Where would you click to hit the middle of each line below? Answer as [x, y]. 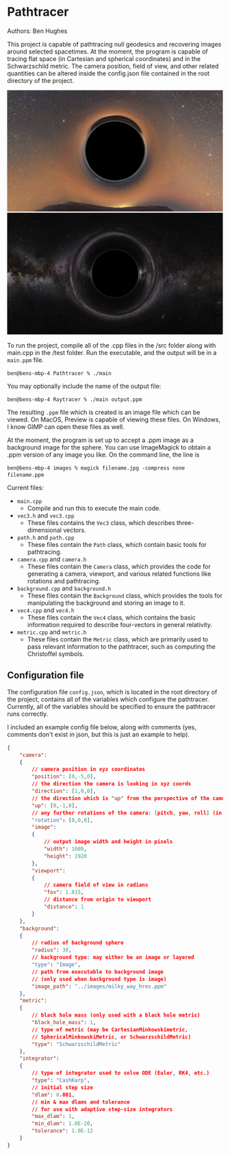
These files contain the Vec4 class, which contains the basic [112, 617]
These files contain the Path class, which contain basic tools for [117, 544]
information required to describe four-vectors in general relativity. [119, 624]
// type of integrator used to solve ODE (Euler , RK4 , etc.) [121, 1073]
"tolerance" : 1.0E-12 [63, 1131]
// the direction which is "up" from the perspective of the [121, 798]
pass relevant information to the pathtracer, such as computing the [121, 646]
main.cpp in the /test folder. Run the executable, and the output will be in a [112, 352]
